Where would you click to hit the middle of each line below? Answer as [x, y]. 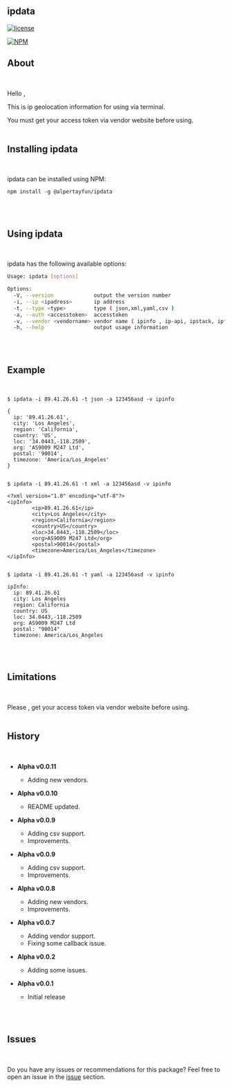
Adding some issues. [57, 970]
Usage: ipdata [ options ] [43, 277]
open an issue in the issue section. [56, 1077]
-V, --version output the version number [92, 295]
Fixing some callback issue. [67, 943]
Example [26, 370]
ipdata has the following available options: [67, 264]
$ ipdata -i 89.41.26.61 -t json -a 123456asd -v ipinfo [91, 399]
